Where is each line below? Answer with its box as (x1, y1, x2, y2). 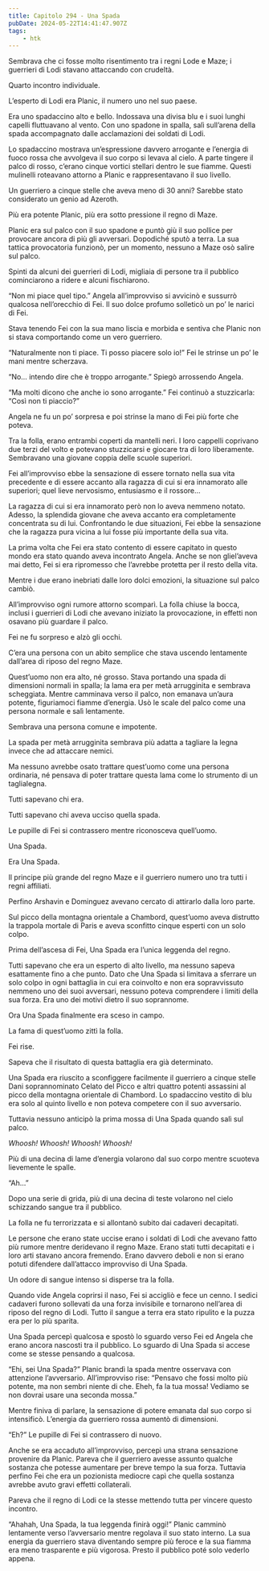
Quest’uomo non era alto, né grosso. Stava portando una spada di (8, 672, 226, 682)
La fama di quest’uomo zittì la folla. (8, 1026, 124, 1036)
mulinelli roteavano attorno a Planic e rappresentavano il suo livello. (8, 170, 231, 180)
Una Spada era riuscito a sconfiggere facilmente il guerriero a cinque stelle (8, 1073, 256, 1083)
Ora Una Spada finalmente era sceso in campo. (8, 1010, 165, 1020)
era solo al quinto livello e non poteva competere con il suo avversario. (8, 1099, 243, 1109)
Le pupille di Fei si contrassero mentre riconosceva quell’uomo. (8, 826, 218, 835)
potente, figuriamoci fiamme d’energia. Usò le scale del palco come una (8, 698, 247, 707)
